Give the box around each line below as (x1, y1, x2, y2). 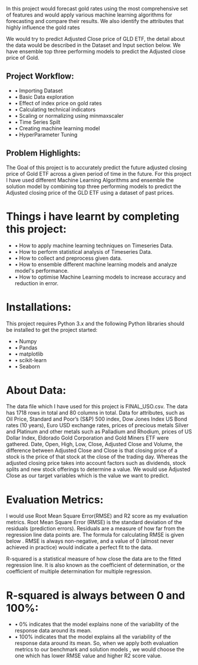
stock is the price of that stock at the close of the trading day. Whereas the (6, 453, 188, 460)
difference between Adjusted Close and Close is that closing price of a (6, 447, 178, 454)
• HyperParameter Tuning (14, 131, 78, 138)
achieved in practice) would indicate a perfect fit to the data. (6, 544, 153, 551)
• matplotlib (14, 350, 44, 357)
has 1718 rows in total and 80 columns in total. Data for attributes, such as (6, 409, 185, 417)
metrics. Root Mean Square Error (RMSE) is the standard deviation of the (6, 519, 183, 526)
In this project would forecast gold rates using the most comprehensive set (6, 5, 188, 12)
